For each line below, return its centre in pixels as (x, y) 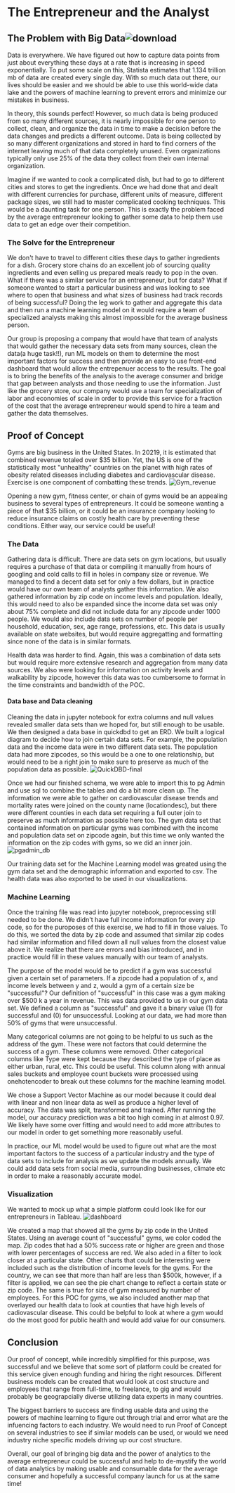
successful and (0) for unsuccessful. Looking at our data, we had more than (117, 1015)
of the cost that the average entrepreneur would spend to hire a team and (113, 406)
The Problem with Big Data (67, 38)
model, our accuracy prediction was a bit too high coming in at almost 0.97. (116, 1117)
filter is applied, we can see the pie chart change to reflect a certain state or (117, 1283)
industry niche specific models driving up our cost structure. (95, 1440)
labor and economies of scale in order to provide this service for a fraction (115, 399)
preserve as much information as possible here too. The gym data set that (114, 820)
